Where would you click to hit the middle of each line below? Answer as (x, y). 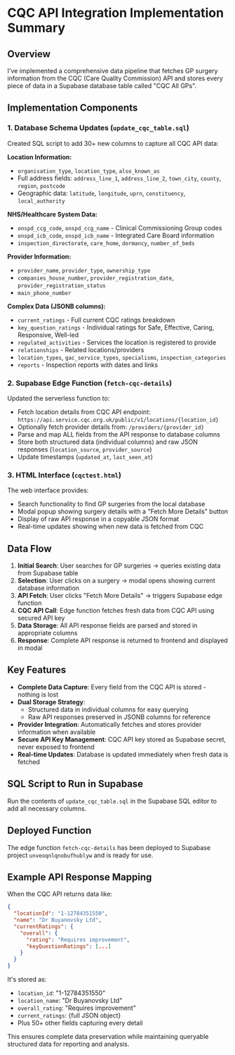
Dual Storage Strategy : (51, 701)
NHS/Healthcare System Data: (53, 214)
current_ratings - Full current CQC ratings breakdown (96, 320)
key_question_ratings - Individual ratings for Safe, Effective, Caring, (116, 327)
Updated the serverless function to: (59, 398)
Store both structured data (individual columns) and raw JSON (107, 442)
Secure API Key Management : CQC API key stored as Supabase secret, (122, 739)
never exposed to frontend (56, 747)
